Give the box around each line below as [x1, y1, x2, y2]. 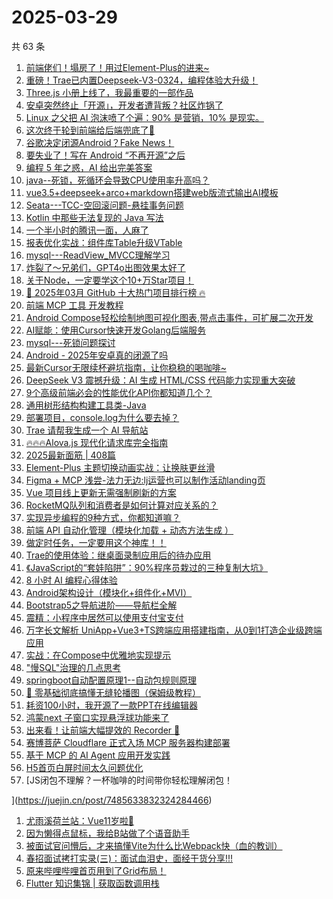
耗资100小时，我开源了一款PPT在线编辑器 [25, 699, 199, 711]
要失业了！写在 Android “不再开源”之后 [25, 149, 186, 161]
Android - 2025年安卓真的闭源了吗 [25, 349, 169, 361]
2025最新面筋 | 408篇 [25, 449, 117, 461]
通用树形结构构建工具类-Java [25, 399, 147, 411]
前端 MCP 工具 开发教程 [25, 299, 124, 311]
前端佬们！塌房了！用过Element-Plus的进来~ [25, 61, 210, 73]
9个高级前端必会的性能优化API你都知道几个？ [25, 386, 213, 398]
